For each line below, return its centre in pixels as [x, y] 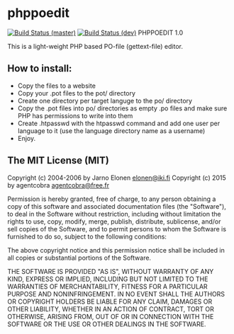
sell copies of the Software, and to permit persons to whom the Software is [117, 229]
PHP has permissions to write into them [75, 115]
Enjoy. [27, 138]
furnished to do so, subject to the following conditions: [87, 236]
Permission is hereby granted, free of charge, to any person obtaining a [112, 199]
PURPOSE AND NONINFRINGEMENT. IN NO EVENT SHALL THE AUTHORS [116, 294]
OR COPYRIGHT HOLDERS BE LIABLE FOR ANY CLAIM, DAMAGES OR [110, 301]
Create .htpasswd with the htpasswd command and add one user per [119, 123]
